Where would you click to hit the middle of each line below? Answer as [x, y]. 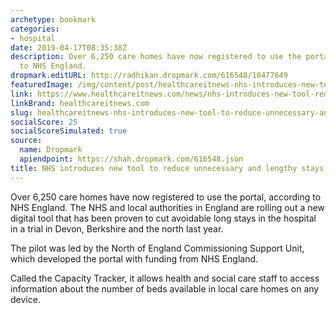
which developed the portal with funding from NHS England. [134, 258]
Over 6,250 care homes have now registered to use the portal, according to [166, 197]
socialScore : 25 [44, 122]
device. [25, 299]
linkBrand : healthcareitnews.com [80, 103]
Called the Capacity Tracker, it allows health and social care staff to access [165, 278]
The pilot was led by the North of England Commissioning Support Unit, [157, 248]
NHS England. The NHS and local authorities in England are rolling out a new [167, 207]
